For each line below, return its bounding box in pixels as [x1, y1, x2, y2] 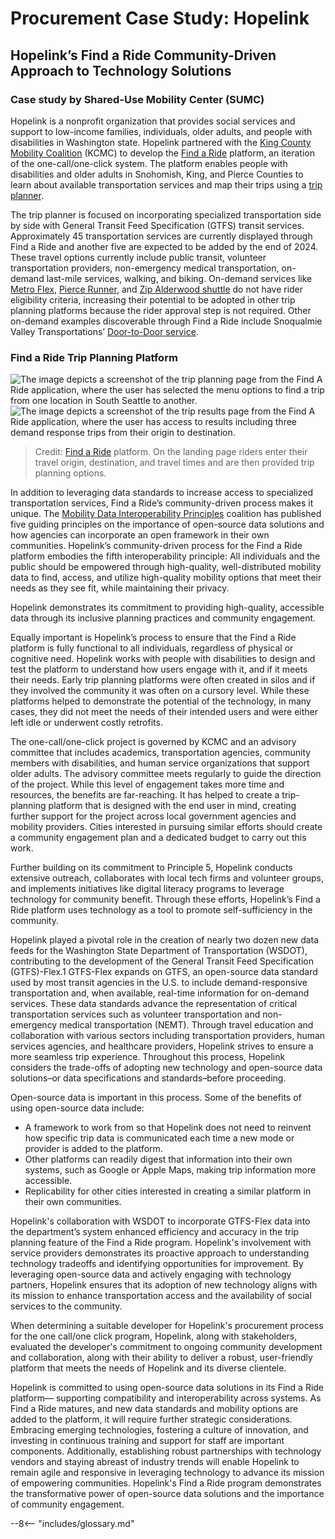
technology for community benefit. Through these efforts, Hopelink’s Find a [10, 893, 321, 906]
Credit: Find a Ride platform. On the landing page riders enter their [34, 446, 308, 458]
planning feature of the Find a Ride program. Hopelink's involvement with [10, 1237, 312, 1249]
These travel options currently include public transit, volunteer [10, 251, 267, 263]
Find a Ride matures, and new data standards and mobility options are [10, 1403, 299, 1415]
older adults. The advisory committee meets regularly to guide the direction [10, 768, 322, 780]
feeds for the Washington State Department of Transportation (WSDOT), [10, 945, 308, 957]
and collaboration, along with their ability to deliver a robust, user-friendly [10, 1352, 313, 1364]
